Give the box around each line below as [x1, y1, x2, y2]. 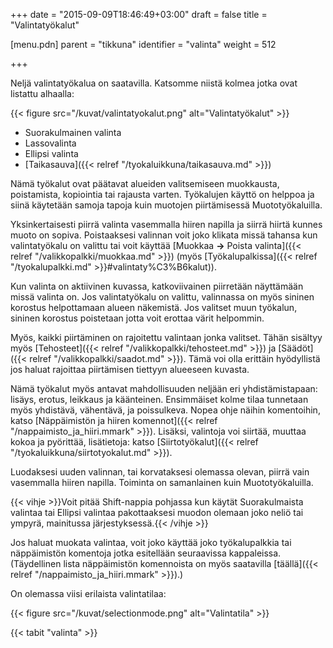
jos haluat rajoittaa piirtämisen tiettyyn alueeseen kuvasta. [10, 364, 250, 375]
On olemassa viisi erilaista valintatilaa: [10, 588, 167, 599]
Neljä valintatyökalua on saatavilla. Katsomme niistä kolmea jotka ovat [10, 77, 298, 89]
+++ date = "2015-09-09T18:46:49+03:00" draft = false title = [10, 9, 268, 20]
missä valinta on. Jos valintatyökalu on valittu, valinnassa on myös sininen [10, 291, 315, 303]
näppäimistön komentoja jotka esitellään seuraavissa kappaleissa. [10, 547, 282, 559]
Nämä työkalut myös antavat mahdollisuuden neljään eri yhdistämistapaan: [10, 383, 318, 394]
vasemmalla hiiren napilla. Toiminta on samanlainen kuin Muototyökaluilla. [10, 477, 314, 488]
